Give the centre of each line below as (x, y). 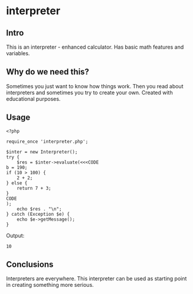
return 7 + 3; (34, 188)
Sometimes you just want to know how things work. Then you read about (95, 86)
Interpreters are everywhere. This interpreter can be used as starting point (97, 279)
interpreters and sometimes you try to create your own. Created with (89, 92)
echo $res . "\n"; (39, 209)
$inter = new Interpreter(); (42, 152)
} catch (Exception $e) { (38, 214)
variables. (18, 53)
